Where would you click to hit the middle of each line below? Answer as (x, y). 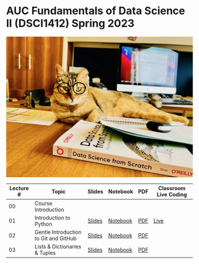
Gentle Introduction (58, 232)
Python (43, 224)
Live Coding (172, 195)
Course (44, 203)
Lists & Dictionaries (58, 247)
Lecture (19, 188)
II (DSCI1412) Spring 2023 (70, 23)
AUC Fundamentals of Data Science (96, 11)
